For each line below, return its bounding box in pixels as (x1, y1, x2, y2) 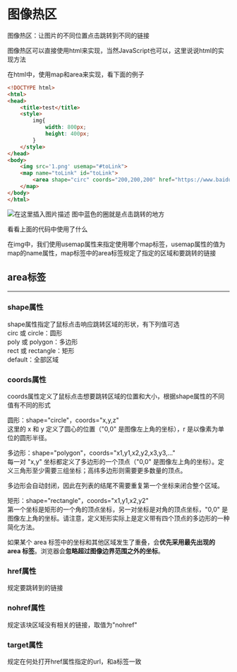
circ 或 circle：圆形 (7, 328, 63, 337)
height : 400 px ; (44, 130, 90, 138)
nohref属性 (7, 603, 46, 613)
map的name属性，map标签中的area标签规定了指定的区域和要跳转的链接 (7, 248, 217, 257)
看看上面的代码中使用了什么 (7, 224, 88, 233)
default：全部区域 (7, 355, 59, 364)
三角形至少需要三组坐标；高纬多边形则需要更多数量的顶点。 (13, 466, 187, 475)
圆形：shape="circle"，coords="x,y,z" (7, 416, 119, 424)
